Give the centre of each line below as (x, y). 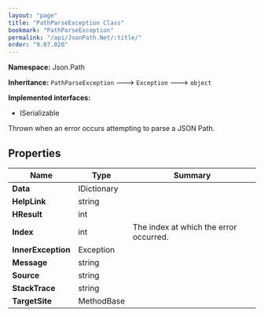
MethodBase (102, 300)
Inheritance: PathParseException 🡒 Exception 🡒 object (110, 83)
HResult (27, 214)
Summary (192, 175)
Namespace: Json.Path (46, 67)
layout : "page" (33, 15)
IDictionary (98, 188)
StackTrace (34, 288)
